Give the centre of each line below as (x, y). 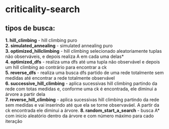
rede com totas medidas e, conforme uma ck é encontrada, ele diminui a (81, 89)
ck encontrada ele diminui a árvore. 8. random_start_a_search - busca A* (82, 110)
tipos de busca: (30, 28)
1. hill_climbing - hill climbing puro (41, 40)
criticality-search (43, 9)
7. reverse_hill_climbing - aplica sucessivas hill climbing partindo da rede (82, 100)
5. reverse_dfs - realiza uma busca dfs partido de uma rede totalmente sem (84, 73)
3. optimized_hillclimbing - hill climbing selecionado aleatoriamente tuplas (84, 51)
